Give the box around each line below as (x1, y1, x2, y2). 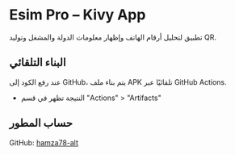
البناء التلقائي (9, 56, 67, 69)
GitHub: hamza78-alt (9, 137, 79, 147)
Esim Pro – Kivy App (9, 6, 146, 24)
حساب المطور (9, 116, 73, 130)
